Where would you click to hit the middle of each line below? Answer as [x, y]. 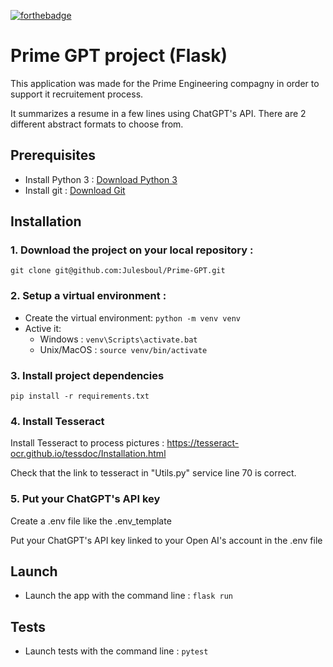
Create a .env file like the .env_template [91, 521]
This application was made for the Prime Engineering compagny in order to [165, 83]
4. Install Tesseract [57, 421]
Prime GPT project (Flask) [119, 56]
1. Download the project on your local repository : [132, 250]
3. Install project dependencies [87, 375]
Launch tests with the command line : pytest [116, 651]
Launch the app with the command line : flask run [128, 596]
